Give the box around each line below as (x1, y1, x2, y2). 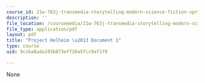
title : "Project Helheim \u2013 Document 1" (6, 37, 121, 43)
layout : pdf (6, 32, 37, 38)
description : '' (6, 15, 48, 21)
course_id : (6, 9, 34, 15)
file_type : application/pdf (6, 26, 78, 32)
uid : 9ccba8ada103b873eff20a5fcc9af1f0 (6, 49, 108, 55)
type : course (6, 43, 40, 49)
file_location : (6, 20, 45, 26)
